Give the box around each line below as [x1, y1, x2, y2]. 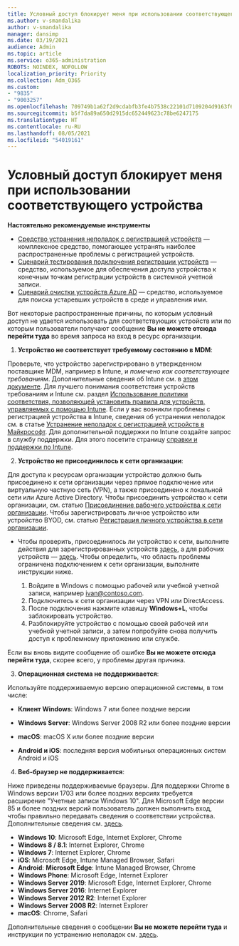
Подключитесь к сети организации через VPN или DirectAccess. [28, 597, 225, 605]
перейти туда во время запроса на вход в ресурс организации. [7, 332, 203, 341]
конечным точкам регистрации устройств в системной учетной [17, 272, 213, 282]
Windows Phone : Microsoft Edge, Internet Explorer [17, 871, 169, 880]
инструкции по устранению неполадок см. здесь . [7, 930, 159, 939]
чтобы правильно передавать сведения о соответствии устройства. [7, 812, 216, 821]
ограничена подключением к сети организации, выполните [17, 560, 200, 569]
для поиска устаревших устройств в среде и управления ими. [17, 295, 208, 304]
